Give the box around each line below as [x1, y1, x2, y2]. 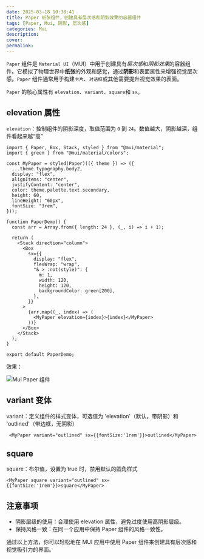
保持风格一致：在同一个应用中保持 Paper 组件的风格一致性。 [15, 526, 166, 533]
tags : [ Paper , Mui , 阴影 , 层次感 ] [6, 20, 89, 26]
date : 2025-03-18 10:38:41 [6, 8, 75, 15]
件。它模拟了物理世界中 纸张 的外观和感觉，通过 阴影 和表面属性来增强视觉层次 [6, 67, 198, 75]
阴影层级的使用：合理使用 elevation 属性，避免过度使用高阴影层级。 [15, 518, 185, 525]
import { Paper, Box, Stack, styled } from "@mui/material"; [6, 144, 165, 150]
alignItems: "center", [12, 176, 69, 182]
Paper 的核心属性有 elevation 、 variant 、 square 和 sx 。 [6, 88, 143, 95]
